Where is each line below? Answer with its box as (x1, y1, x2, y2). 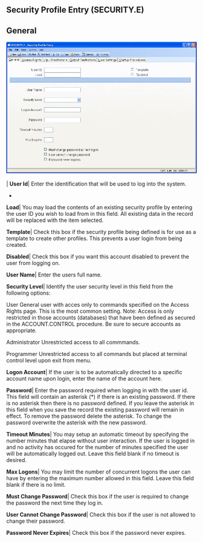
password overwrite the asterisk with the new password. (6, 418, 147, 426)
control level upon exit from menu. (6, 356, 92, 364)
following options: (6, 289, 51, 296)
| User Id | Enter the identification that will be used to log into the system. (6, 180, 187, 187)
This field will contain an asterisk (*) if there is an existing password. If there (6, 393, 196, 400)
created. (6, 241, 27, 248)
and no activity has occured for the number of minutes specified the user (6, 443, 188, 450)
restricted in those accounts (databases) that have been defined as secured (6, 313, 195, 321)
